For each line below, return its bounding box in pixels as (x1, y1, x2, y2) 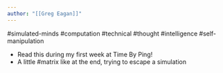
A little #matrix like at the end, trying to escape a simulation (17, 57, 187, 66)
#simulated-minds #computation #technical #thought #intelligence (7, 29, 198, 38)
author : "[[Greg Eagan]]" (7, 10, 82, 17)
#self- (199, 29, 217, 38)
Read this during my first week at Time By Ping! (17, 50, 153, 58)
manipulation (7, 36, 44, 45)
